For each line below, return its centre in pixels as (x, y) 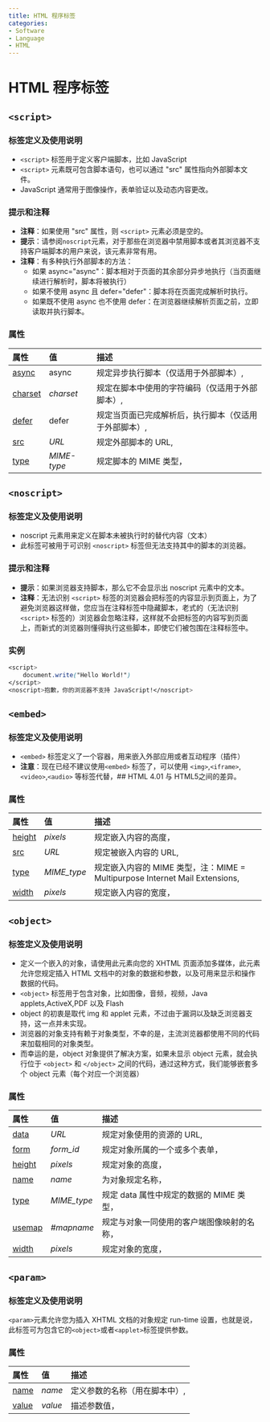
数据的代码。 (41, 983)
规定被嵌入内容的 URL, (136, 852)
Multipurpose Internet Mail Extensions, (166, 878)
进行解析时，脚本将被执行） (85, 281)
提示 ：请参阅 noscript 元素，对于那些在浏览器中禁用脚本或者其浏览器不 (137, 241)
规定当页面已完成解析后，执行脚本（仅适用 (177, 415)
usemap (28, 1228)
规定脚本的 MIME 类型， (141, 461)
